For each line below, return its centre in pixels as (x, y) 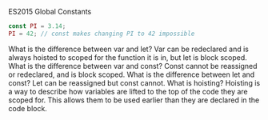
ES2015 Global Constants (50, 12)
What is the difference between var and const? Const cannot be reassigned (133, 66)
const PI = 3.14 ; (37, 26)
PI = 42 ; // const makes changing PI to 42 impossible (102, 34)
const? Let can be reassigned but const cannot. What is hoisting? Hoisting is (134, 82)
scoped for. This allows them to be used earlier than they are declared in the (134, 100)
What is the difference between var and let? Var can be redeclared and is (129, 49)
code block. (28, 108)
